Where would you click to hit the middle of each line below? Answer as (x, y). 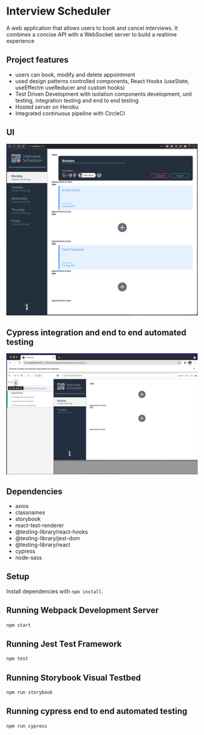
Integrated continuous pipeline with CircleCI (70, 113)
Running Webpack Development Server (83, 610)
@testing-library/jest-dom (47, 538)
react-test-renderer (39, 525)
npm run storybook (29, 692)
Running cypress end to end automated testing (97, 711)
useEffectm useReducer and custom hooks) (70, 87)
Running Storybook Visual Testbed (74, 678)
